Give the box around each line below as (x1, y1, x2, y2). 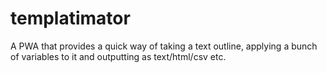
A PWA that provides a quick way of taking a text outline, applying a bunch (10, 40, 318, 52)
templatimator (10, 7, 131, 30)
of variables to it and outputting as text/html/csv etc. (10, 50, 227, 62)
